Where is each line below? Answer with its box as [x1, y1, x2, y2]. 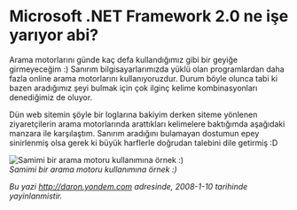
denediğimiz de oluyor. [9, 91, 93, 103]
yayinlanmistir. [9, 191, 63, 201]
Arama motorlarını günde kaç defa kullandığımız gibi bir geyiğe [9, 54, 238, 65]
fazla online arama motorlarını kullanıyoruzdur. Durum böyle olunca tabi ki [9, 73, 277, 83]
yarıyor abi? [9, 25, 99, 45]
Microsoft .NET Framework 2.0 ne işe [9, 6, 289, 27]
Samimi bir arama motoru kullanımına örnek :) [9, 164, 177, 175]
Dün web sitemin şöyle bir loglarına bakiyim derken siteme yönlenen [9, 109, 258, 120]
